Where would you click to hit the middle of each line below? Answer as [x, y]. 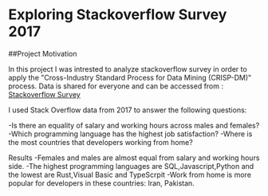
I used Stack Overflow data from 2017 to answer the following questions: [128, 110]
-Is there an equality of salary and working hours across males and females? [134, 125]
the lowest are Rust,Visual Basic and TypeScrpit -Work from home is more [130, 174]
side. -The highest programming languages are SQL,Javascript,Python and [131, 166]
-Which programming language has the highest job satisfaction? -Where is [130, 134]
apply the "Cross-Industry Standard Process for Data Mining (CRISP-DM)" [130, 77]
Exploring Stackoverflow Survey [118, 15]
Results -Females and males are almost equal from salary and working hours [134, 158]
